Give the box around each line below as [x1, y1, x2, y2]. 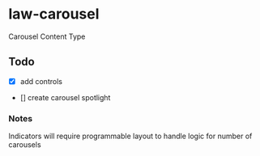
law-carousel [8, 5, 100, 23]
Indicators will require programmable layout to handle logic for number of [8, 131, 253, 141]
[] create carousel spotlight [19, 92, 111, 102]
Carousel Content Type [8, 32, 86, 41]
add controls [19, 76, 63, 86]
